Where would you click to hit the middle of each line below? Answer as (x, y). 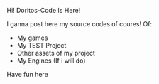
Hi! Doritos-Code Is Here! (44, 10)
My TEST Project (42, 45)
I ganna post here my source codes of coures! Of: (79, 24)
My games (32, 38)
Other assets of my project (56, 53)
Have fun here (28, 74)
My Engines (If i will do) (51, 61)
